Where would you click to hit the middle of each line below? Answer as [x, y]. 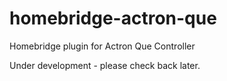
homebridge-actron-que [113, 18]
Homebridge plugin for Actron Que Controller [102, 46]
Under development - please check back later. [105, 65]
